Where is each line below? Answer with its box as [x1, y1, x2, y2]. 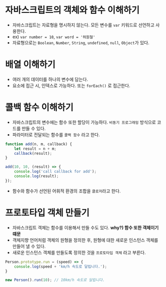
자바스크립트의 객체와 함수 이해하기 [5, 4, 140, 16]
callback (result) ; [14, 151, 52, 156]
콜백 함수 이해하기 [5, 102, 74, 113]
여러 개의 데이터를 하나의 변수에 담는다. [12, 76, 88, 82]
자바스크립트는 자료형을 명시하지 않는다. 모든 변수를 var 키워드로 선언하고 [12, 22, 155, 28]
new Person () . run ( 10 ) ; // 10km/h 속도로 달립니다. [5, 278, 105, 283]
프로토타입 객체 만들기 [5, 207, 89, 218]
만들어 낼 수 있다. [12, 243, 46, 249]
